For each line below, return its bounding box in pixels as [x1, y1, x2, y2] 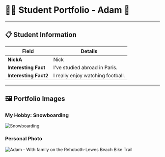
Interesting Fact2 [7, 72, 49, 79]
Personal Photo [5, 135, 43, 142]
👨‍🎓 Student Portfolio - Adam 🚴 [5, 4, 130, 16]
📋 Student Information [5, 31, 77, 39]
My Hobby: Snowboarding [5, 112, 69, 119]
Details [81, 48, 98, 55]
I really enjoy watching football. [53, 72, 125, 79]
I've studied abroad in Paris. [53, 64, 118, 71]
